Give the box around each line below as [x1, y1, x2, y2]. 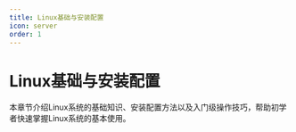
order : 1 [9, 29, 42, 38]
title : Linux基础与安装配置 [9, 12, 104, 22]
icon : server [9, 21, 58, 30]
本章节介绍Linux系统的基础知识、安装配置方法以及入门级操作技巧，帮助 [9, 102, 272, 112]
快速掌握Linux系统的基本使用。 [16, 113, 131, 124]
